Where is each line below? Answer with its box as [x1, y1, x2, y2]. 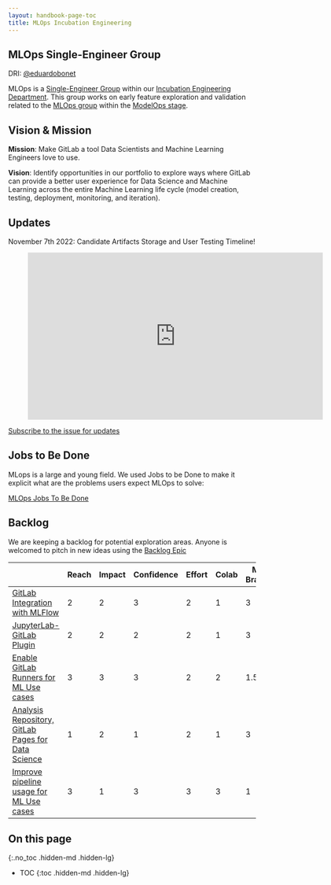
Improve [12, 766, 43, 777]
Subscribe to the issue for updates [8, 426, 120, 435]
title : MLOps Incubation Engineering [8, 19, 132, 27]
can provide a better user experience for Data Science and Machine [8, 176, 228, 186]
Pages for [12, 733, 49, 744]
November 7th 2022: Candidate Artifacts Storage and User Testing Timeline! [8, 237, 256, 246]
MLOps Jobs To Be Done [8, 493, 89, 503]
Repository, [12, 714, 55, 725]
